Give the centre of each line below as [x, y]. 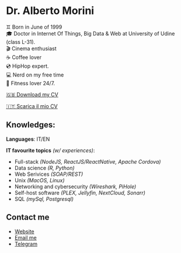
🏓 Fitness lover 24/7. [31, 83]
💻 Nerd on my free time [35, 75]
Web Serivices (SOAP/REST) [49, 174]
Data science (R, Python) [44, 168]
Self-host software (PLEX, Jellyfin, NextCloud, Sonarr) [80, 193]
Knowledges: [31, 125]
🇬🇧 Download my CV [32, 94]
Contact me [28, 217]
